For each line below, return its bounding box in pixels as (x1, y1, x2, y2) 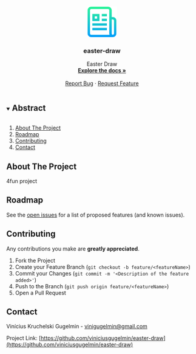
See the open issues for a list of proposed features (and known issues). (6, 211, 185, 218)
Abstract (12, 103, 46, 113)
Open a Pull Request (15, 289, 67, 296)
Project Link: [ (6, 335, 41, 342)
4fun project (6, 177, 38, 184)
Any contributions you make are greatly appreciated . (6, 245, 140, 252)
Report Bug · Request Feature (65, 80, 139, 87)
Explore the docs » (78, 67, 126, 74)
